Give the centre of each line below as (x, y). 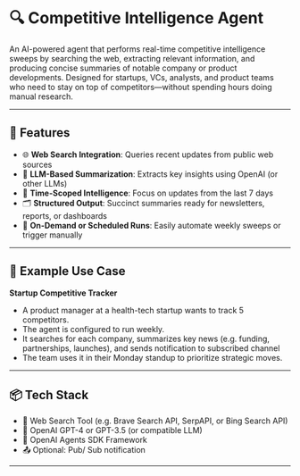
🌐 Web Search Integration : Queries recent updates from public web (148, 154)
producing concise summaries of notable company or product (123, 68)
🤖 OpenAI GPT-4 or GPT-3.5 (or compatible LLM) (112, 430)
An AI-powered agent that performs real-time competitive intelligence (137, 49)
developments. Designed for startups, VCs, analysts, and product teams (142, 77)
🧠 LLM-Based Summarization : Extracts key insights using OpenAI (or (150, 174)
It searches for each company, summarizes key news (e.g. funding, (146, 338)
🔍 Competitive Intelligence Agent (137, 18)
